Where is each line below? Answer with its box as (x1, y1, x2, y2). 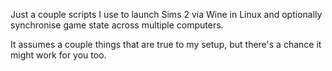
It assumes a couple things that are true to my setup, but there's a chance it (10, 39, 322, 50)
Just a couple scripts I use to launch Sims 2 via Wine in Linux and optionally (10, 9, 323, 20)
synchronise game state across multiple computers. (10, 19, 224, 31)
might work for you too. (10, 49, 107, 61)
